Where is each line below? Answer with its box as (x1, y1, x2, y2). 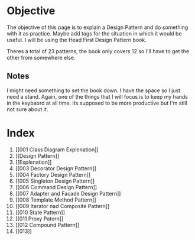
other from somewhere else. (6, 54, 76, 61)
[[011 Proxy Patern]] (15, 215, 64, 222)
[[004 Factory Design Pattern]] (15, 171, 91, 178)
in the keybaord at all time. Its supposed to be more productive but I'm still (6, 99, 188, 106)
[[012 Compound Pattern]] (15, 221, 79, 228)
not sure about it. (6, 105, 48, 113)
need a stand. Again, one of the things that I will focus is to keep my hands (6, 93, 188, 100)
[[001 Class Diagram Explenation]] (15, 146, 99, 153)
